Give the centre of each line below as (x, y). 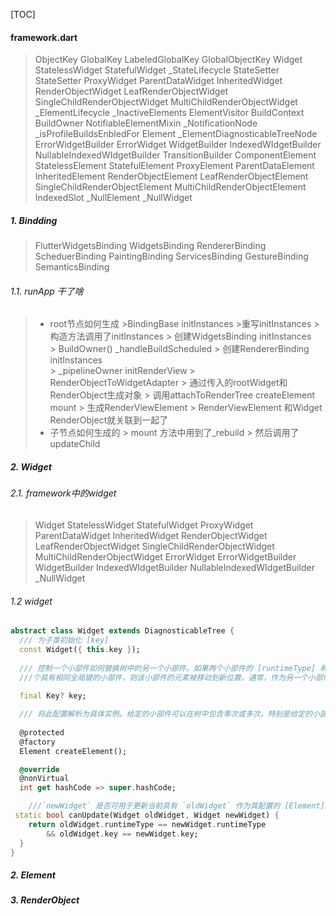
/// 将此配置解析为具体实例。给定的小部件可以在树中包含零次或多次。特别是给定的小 (169, 714)
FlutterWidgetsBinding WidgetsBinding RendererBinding (150, 246)
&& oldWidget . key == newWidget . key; (122, 834)
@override (39, 769)
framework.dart (44, 37)
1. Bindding (34, 220)
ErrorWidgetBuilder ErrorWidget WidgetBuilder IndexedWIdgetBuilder (178, 145)
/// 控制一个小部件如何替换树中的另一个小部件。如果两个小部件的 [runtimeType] (168, 668)
